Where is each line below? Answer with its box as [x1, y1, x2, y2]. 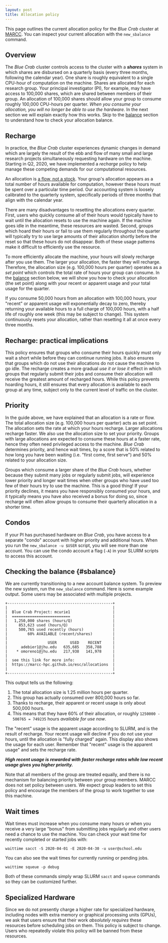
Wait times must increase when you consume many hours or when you [5, 820, 151, 826]
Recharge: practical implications [5, 336, 108, 345]
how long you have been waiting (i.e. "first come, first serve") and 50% [5, 451, 151, 457]
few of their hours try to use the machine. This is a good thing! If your [5, 482, 148, 488]
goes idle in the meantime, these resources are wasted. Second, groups [5, 223, 153, 229]
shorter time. [5, 503, 31, 510]
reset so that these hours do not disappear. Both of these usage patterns [5, 238, 155, 245]
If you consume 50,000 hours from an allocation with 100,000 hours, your [5, 295, 157, 301]
